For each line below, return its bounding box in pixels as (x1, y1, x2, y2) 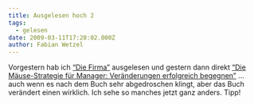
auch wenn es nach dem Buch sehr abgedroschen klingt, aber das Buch (8, 80, 245, 89)
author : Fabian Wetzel (8, 41, 84, 49)
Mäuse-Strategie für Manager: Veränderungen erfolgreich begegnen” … (8, 71, 244, 81)
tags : (8, 19, 26, 27)
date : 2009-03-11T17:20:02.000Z (8, 33, 115, 42)
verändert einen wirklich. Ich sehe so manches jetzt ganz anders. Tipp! (8, 88, 241, 97)
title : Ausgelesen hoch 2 (8, 11, 94, 20)
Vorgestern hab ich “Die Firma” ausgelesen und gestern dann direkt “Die (8, 62, 247, 72)
